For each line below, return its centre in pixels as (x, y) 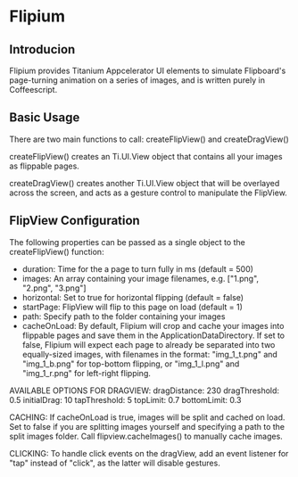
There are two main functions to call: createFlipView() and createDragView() (149, 139)
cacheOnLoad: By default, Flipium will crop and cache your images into (153, 325)
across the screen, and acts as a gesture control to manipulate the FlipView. (148, 193)
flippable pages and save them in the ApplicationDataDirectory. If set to (153, 335)
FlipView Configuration (74, 221)
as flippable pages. (45, 166)
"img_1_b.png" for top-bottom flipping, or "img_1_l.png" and (131, 364)
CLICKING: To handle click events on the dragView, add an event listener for (149, 453)
